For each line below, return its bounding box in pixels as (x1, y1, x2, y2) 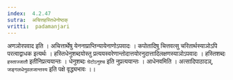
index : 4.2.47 (7, 10, 51, 17)
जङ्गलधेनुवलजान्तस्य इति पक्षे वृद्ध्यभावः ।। (7, 65, 96, 73)
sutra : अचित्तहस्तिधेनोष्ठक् (7, 17, 68, 23)
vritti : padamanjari (7, 23, 70, 30)
